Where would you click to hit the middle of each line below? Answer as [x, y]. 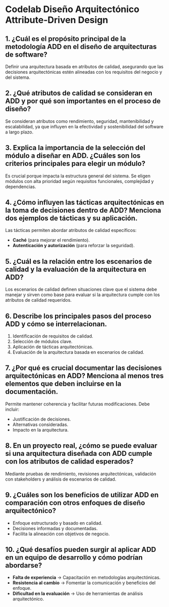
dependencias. [21, 186]
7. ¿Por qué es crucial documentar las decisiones [84, 368]
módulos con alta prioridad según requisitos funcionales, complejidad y [79, 181]
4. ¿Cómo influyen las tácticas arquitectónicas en [85, 202]
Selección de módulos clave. [42, 342]
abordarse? [24, 565]
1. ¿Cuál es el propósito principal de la [66, 39]
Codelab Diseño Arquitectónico [72, 9]
